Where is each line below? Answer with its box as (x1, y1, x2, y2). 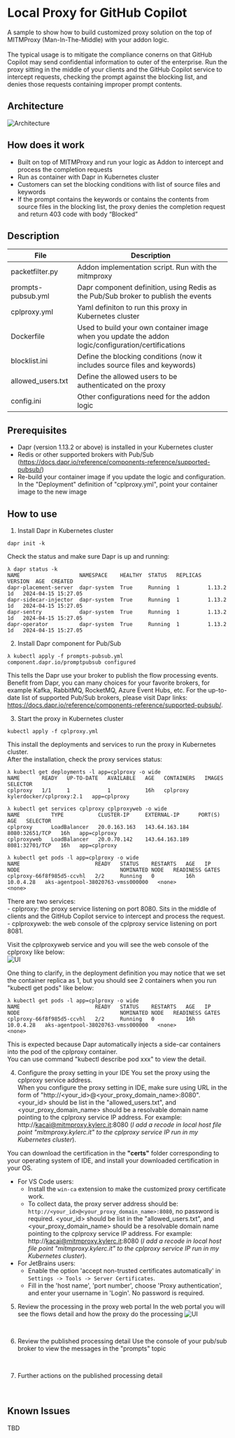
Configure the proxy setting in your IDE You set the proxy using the (17, 1069, 211, 1076)
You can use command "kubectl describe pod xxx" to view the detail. (7, 1055, 206, 1063)
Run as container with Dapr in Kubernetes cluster (17, 173, 159, 181)
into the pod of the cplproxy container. (7, 1048, 117, 1055)
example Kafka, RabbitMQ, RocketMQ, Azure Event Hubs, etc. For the (7, 686, 207, 694)
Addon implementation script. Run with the (76, 262, 218, 272)
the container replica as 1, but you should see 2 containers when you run (7, 976, 217, 984)
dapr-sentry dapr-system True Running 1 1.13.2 (7, 608, 227, 615)
